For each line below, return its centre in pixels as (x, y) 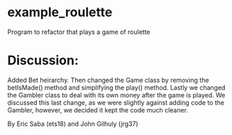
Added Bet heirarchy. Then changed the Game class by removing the (108, 80)
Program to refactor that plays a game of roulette (79, 32)
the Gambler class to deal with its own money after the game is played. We (116, 95)
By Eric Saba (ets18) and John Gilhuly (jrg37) (73, 124)
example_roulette (60, 12)
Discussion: (43, 60)
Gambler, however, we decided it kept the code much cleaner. (98, 110)
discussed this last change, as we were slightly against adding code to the (116, 102)
